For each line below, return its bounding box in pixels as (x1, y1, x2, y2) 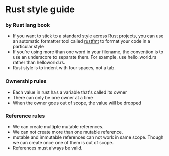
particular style (12, 44, 44, 50)
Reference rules (5, 112, 45, 119)
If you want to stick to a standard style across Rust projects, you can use (12, 33, 164, 39)
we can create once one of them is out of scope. (12, 140, 114, 146)
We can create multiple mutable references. (12, 124, 104, 130)
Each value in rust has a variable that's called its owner (12, 89, 127, 95)
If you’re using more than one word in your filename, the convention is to (12, 49, 164, 55)
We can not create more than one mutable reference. (12, 129, 123, 135)
